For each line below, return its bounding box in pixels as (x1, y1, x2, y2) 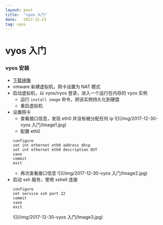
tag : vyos (5, 21, 26, 27)
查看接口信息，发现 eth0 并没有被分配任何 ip (20, 115, 114, 121)
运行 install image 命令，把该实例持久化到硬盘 (20, 96, 120, 102)
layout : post (5, 7, 33, 13)
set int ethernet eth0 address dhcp (12, 143, 91, 148)
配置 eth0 (20, 128, 41, 134)
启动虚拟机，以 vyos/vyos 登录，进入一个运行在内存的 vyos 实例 (12, 90, 148, 96)
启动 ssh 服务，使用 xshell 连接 (12, 176, 78, 182)
